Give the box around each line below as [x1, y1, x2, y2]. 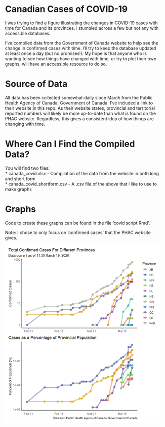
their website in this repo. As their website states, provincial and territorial [5, 105, 155, 111]
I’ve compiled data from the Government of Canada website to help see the [5, 40, 159, 46]
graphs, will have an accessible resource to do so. [5, 61, 107, 67]
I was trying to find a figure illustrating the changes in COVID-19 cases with [5, 20, 158, 26]
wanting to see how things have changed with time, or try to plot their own [5, 55, 157, 61]
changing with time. [5, 121, 45, 127]
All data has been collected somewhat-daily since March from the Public [5, 95, 153, 100]
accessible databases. [5, 30, 51, 36]
